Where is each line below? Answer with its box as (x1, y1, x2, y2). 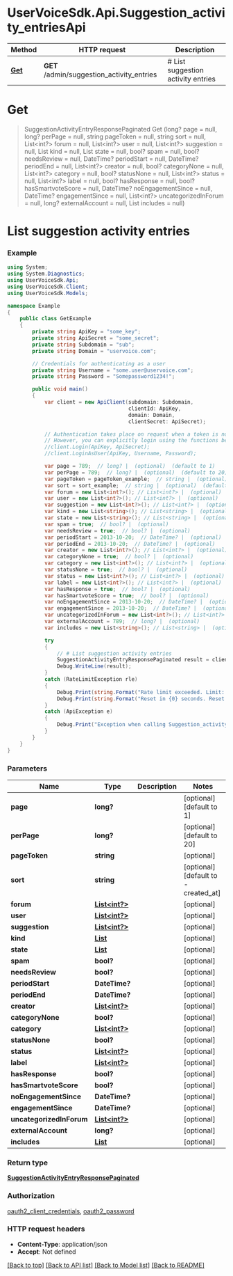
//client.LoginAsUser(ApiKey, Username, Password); (44, 450, 197, 457)
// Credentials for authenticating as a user (32, 360, 166, 367)
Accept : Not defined (17, 1247, 76, 1256)
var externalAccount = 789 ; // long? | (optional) (44, 618, 200, 625)
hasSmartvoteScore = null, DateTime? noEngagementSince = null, (24, 184, 213, 192)
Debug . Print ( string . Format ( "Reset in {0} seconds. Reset (56, 695, 225, 702)
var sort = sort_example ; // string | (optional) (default (44, 482, 228, 489)
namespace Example (7, 302, 60, 309)
